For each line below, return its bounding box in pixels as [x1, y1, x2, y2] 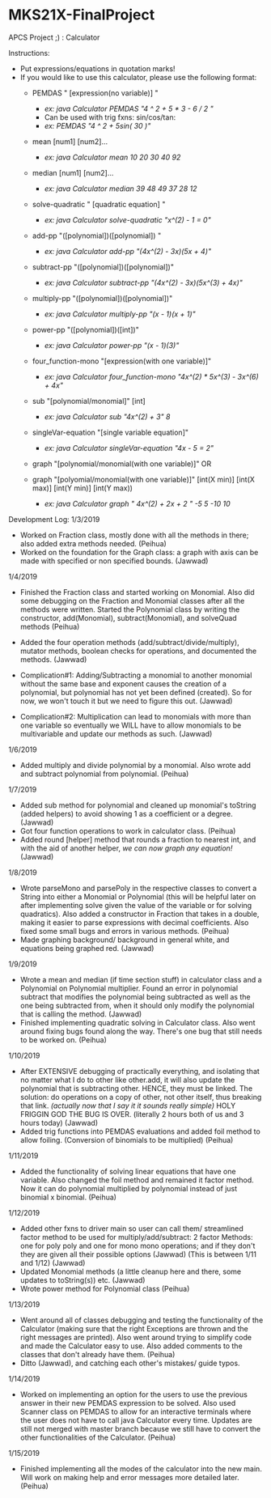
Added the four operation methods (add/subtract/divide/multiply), [19, 637, 240, 647]
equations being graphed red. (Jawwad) [19, 943, 155, 953]
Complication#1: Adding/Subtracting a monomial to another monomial [19, 670, 252, 680]
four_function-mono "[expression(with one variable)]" [32, 356, 212, 366]
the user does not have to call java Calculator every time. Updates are [19, 1415, 252, 1425]
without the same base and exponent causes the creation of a [19, 678, 227, 689]
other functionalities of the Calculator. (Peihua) [19, 1432, 176, 1442]
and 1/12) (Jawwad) [19, 1258, 86, 1267]
